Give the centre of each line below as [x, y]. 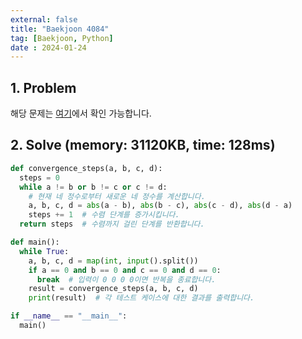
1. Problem [43, 87]
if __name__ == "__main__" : [69, 316]
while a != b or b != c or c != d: [93, 187]
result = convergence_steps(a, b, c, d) [113, 289]
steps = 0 [39, 177]
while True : [44, 251]
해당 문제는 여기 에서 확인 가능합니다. [81, 113]
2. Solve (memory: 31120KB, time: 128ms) [143, 145]
